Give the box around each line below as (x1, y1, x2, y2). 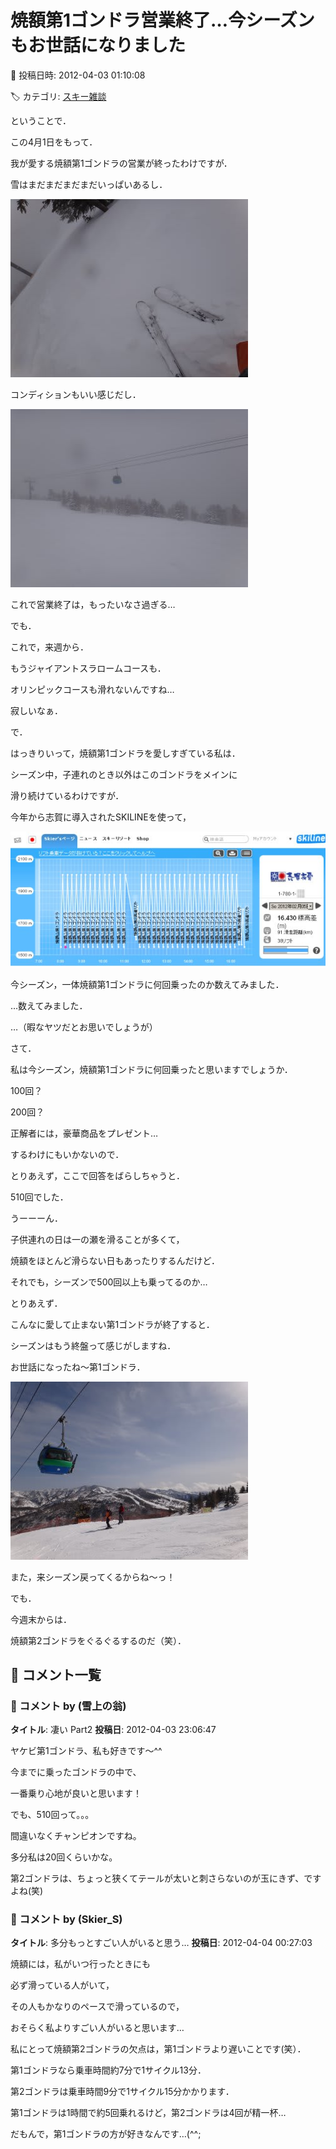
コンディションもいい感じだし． (10, 388, 142, 400)
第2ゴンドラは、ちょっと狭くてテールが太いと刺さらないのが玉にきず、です (10, 1872, 322, 1885)
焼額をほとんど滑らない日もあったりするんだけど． (10, 1254, 220, 1266)
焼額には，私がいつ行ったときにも (10, 1958, 151, 1970)
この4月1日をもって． (10, 136, 98, 148)
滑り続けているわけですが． (10, 789, 125, 801)
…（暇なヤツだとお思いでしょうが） (10, 1021, 158, 1033)
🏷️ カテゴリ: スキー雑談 (10, 90, 107, 102)
